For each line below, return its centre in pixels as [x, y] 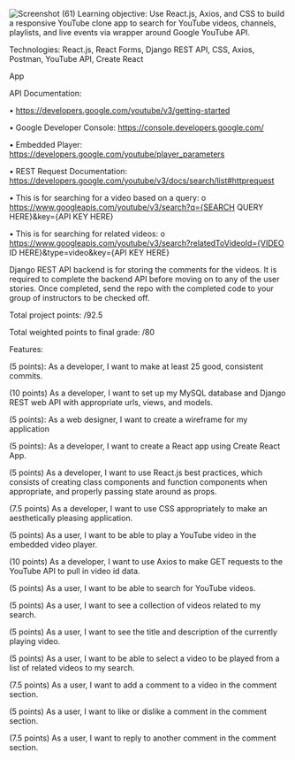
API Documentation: [45, 93]
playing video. [35, 641]
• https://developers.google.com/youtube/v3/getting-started [120, 110]
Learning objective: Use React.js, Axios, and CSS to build [181, 14]
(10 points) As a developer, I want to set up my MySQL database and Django [147, 393]
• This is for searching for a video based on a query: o [108, 198]
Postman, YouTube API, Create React [76, 59]
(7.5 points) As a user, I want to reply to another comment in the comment [143, 738]
